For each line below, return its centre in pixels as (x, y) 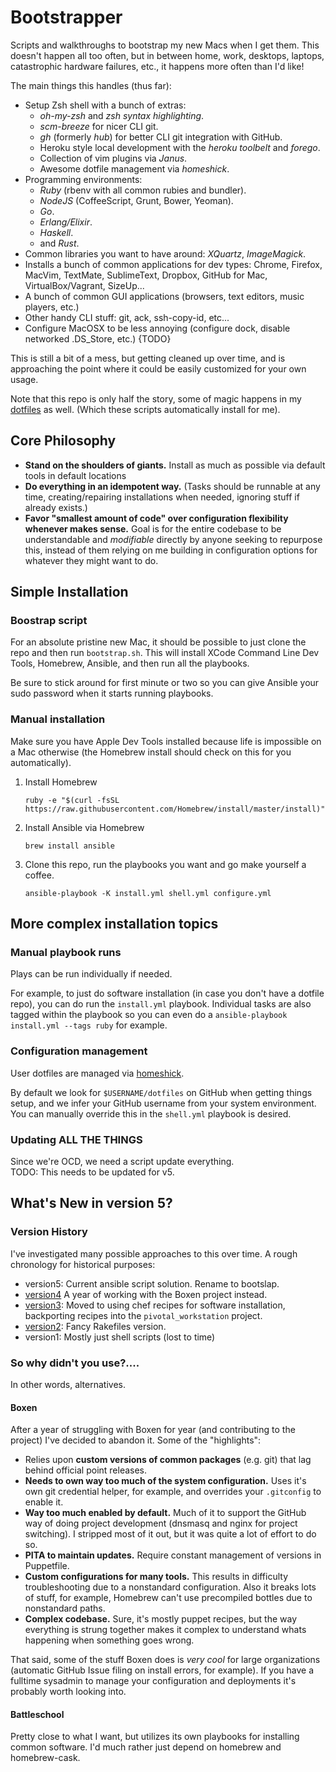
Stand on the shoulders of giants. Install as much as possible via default (175, 465)
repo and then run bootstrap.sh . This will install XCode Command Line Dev (165, 653)
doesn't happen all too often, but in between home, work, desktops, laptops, (167, 55)
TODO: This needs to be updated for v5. (92, 1172)
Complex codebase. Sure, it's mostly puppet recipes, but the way (161, 1619)
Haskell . (56, 232)
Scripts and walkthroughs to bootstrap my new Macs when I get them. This (165, 45)
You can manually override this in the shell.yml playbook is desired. (151, 1113)
